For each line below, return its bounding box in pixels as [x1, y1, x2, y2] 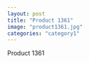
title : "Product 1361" [7, 17, 74, 24]
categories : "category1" [7, 29, 80, 37]
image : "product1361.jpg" [7, 23, 83, 30]
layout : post [7, 10, 46, 17]
